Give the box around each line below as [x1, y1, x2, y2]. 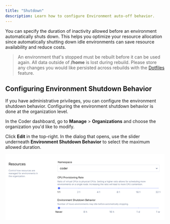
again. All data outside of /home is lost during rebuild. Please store [17, 59, 157, 65]
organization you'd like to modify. [5, 124, 75, 130]
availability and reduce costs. [5, 44, 66, 50]
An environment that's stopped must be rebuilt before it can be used [17, 53, 160, 60]
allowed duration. [5, 144, 41, 150]
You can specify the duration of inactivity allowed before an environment [5, 28, 157, 34]
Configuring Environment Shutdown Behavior [5, 84, 152, 93]
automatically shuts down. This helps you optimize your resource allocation [5, 33, 162, 39]
